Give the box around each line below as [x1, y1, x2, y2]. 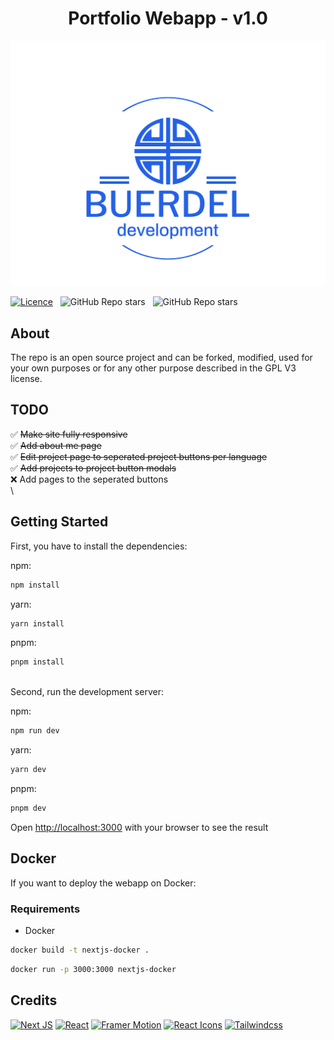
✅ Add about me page [10, 439, 102, 451]
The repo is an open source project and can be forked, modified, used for [10, 352, 313, 364]
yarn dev [10, 765, 47, 775]
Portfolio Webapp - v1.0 [68, 7, 268, 30]
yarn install [10, 618, 65, 629]
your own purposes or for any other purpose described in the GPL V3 [10, 362, 297, 374]
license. [10, 373, 43, 385]
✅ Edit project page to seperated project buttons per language [10, 450, 268, 462]
